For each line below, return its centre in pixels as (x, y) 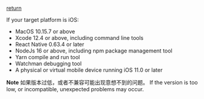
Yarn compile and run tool (47, 57)
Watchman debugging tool (48, 63)
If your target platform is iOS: (43, 20)
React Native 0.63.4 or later (50, 44)
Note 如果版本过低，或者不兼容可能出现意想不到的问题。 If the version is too (102, 82)
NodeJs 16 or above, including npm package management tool (93, 51)
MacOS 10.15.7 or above (45, 31)
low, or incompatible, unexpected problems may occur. (75, 89)
